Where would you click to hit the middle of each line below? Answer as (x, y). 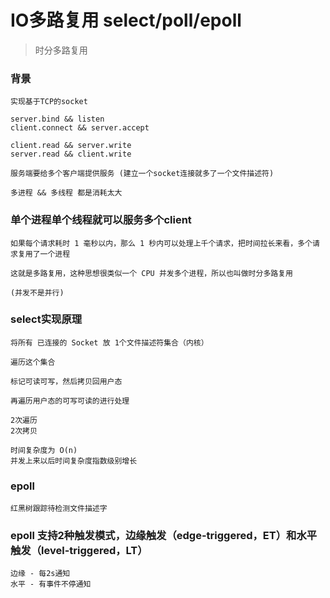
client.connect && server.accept (80, 128)
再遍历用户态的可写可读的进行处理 (70, 401)
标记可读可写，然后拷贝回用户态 (66, 381)
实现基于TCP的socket (49, 102)
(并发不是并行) (37, 292)
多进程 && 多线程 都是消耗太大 (66, 193)
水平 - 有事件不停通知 (51, 584)
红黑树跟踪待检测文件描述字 (59, 509)
